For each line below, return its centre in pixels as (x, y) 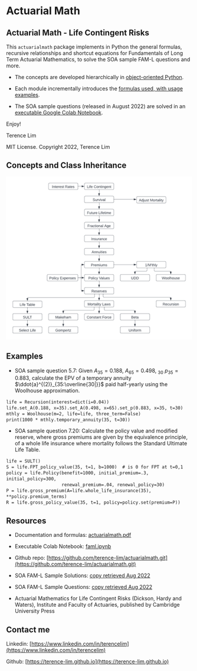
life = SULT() (24, 461)
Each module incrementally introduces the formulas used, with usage (99, 89)
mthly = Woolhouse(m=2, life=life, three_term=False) (74, 414)
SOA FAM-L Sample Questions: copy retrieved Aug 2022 (83, 587)
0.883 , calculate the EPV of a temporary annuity (73, 378)
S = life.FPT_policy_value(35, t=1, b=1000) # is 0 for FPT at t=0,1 (95, 467)
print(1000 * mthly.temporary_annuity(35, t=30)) (68, 420)
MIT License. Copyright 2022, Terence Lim (58, 147)
